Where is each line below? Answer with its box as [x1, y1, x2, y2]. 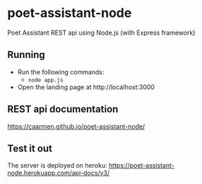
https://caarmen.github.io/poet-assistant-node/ [7, 122, 145, 130]
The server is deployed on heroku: [7, 161, 107, 170]
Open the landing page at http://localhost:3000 [17, 83, 155, 91]
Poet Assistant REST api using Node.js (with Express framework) [7, 28, 196, 37]
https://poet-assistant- [108, 161, 174, 170]
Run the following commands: [17, 67, 105, 76]
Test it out [7, 142, 53, 154]
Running [7, 49, 46, 61]
